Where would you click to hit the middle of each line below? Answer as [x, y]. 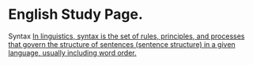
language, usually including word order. [72, 52]
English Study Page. [76, 14]
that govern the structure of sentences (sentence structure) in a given [122, 44]
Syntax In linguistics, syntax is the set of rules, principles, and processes [126, 36]
